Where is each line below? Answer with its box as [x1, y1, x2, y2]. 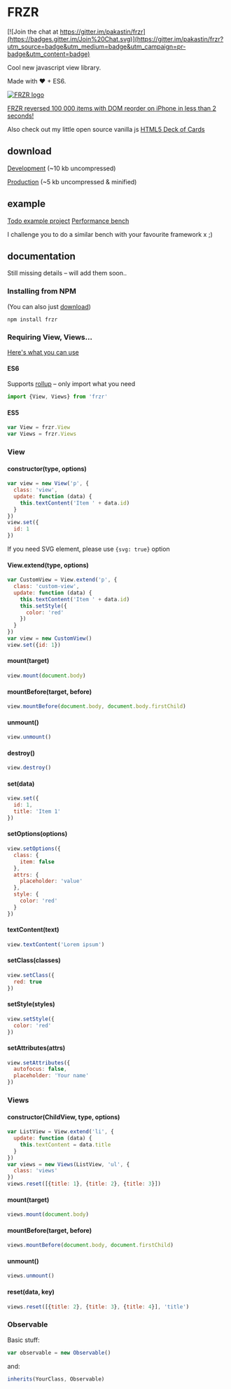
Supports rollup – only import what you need [7, 380, 136, 388]
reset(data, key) [7, 1287, 55, 1296]
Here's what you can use [7, 348, 79, 356]
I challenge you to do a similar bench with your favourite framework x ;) [7, 230, 213, 238]
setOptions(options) [7, 830, 68, 838]
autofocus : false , [13, 1066, 68, 1073]
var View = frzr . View [7, 424, 71, 431]
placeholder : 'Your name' [13, 1072, 90, 1079]
